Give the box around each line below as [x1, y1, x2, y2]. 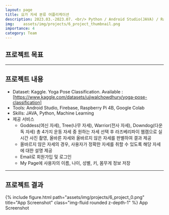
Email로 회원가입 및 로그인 [20, 154, 72, 160]
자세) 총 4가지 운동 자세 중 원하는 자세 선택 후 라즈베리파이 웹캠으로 [25, 129, 157, 135]
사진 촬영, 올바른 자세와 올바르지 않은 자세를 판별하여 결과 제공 [29, 135, 152, 141]
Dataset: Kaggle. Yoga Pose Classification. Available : [12, 88, 123, 94]
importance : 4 [5, 26, 35, 31]
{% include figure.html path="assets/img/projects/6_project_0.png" [5, 194, 145, 200]
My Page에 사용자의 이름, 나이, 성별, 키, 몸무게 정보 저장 [20, 160, 131, 166]
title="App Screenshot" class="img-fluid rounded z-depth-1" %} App [5, 199, 148, 206]
